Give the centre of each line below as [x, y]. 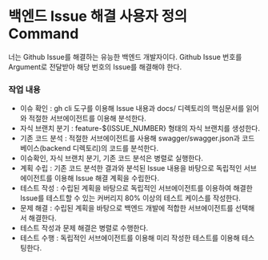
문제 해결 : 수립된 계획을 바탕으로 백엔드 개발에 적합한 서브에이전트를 [126, 208]
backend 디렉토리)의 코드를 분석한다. [100, 148]
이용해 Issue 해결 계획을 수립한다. [107, 178]
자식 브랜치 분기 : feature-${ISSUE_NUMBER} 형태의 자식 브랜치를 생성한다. [140, 128]
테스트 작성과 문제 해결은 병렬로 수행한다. [84, 228]
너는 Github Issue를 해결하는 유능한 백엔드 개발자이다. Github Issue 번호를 [125, 57]
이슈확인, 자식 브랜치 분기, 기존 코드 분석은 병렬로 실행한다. [112, 158]
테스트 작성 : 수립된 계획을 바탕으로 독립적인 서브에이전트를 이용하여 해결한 [136, 188]
